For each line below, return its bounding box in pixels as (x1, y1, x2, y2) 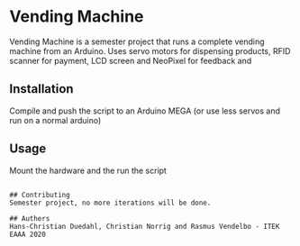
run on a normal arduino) (9, 114, 102, 125)
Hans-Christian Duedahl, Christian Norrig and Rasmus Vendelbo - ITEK (9, 222, 280, 231)
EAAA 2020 (9, 230, 47, 239)
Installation (9, 81, 74, 96)
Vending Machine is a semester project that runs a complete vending (9, 36, 265, 47)
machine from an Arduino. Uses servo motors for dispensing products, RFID (9, 45, 291, 56)
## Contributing (9, 190, 70, 199)
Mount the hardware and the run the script (9, 165, 167, 176)
